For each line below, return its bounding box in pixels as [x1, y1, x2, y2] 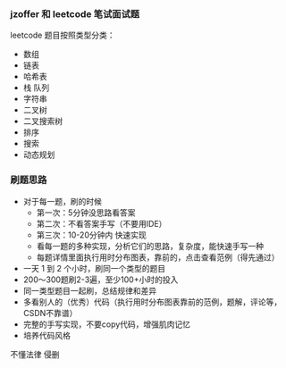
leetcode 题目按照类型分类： [10, 29, 115, 41]
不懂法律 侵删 [10, 348, 60, 359]
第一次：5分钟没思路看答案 [36, 207, 136, 218]
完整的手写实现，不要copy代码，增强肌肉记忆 [22, 319, 191, 330]
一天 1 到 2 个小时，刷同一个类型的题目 [22, 263, 166, 273]
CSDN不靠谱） [22, 307, 78, 318]
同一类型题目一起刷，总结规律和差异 [22, 285, 157, 296]
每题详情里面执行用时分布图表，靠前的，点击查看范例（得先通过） [36, 252, 280, 263]
